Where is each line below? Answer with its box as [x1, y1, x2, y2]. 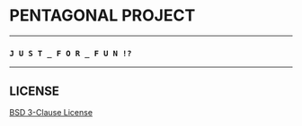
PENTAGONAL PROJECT [9, 5, 196, 26]
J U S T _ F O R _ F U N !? [9, 48, 132, 58]
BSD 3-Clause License [9, 107, 93, 118]
